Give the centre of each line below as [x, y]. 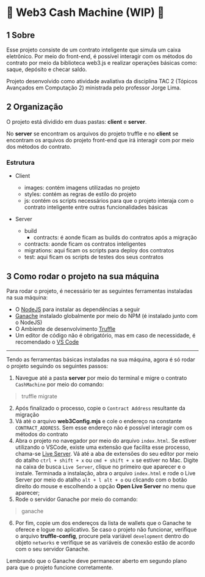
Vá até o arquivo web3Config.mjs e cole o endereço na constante [98, 421]
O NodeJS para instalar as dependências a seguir [77, 309]
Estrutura [21, 162]
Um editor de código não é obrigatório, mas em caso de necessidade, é [105, 335]
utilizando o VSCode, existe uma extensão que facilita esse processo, [103, 447]
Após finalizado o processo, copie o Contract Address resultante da [100, 408]
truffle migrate [39, 396]
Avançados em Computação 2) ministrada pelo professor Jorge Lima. [94, 88]
